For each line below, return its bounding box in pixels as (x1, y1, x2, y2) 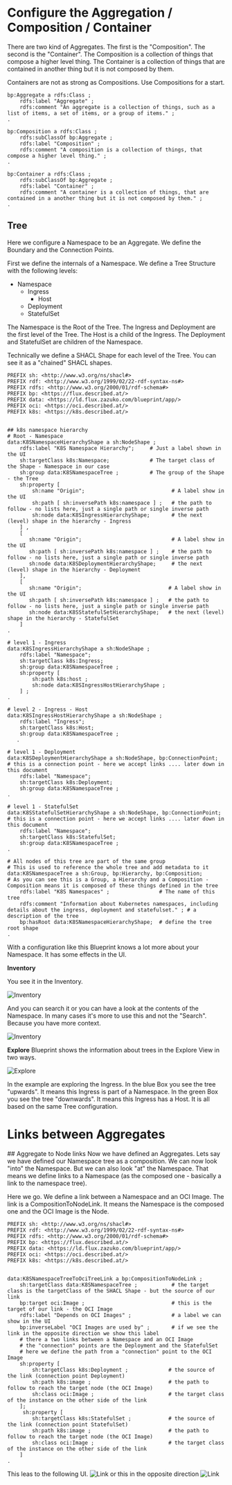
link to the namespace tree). (7, 1179, 87, 1187)
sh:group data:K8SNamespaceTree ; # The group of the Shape (19, 469, 225, 476)
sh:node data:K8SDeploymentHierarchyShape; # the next (28, 560, 203, 567)
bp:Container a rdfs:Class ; (7, 170, 91, 178)
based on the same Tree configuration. (7, 1102, 118, 1110)
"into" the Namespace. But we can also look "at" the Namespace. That (7, 1164, 209, 1173)
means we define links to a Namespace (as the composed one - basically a (7, 1171, 222, 1180)
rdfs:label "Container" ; (19, 183, 95, 190)
